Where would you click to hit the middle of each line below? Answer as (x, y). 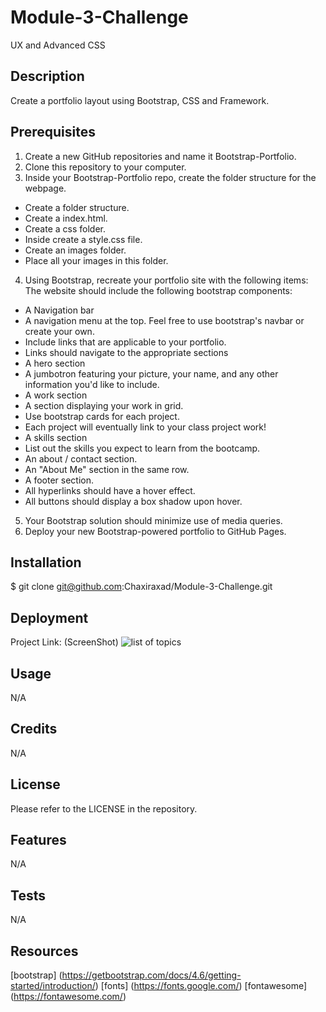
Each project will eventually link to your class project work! (145, 427)
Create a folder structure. (77, 207)
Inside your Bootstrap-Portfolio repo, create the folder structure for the (170, 177)
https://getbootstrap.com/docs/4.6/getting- (151, 975)
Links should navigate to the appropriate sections (126, 352)
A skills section (56, 437)
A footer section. (59, 480)
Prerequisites (53, 132)
